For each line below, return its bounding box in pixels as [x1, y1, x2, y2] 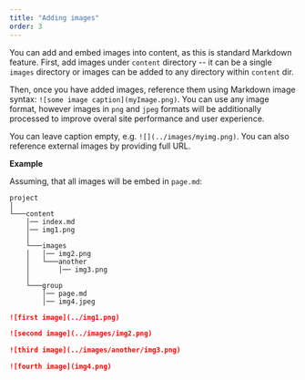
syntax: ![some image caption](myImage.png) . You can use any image [9, 93, 270, 105]
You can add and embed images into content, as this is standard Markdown [9, 46, 293, 57]
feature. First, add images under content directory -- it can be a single [9, 56, 272, 67]
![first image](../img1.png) [9, 313, 120, 322]
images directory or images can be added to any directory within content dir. [9, 66, 294, 77]
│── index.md [25, 217, 76, 226]
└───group [25, 281, 64, 290]
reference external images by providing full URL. [9, 140, 191, 151]
